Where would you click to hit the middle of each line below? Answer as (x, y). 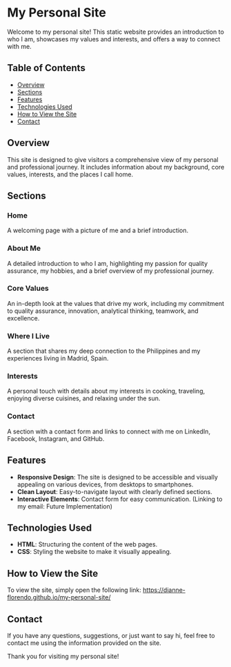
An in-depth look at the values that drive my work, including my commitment (116, 303)
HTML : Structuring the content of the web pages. (87, 544)
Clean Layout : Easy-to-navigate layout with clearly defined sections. (114, 491)
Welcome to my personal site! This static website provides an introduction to (115, 32)
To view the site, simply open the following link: (74, 590)
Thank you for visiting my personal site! (63, 656)
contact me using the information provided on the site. (84, 643)
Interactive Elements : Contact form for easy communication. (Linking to (120, 499)
